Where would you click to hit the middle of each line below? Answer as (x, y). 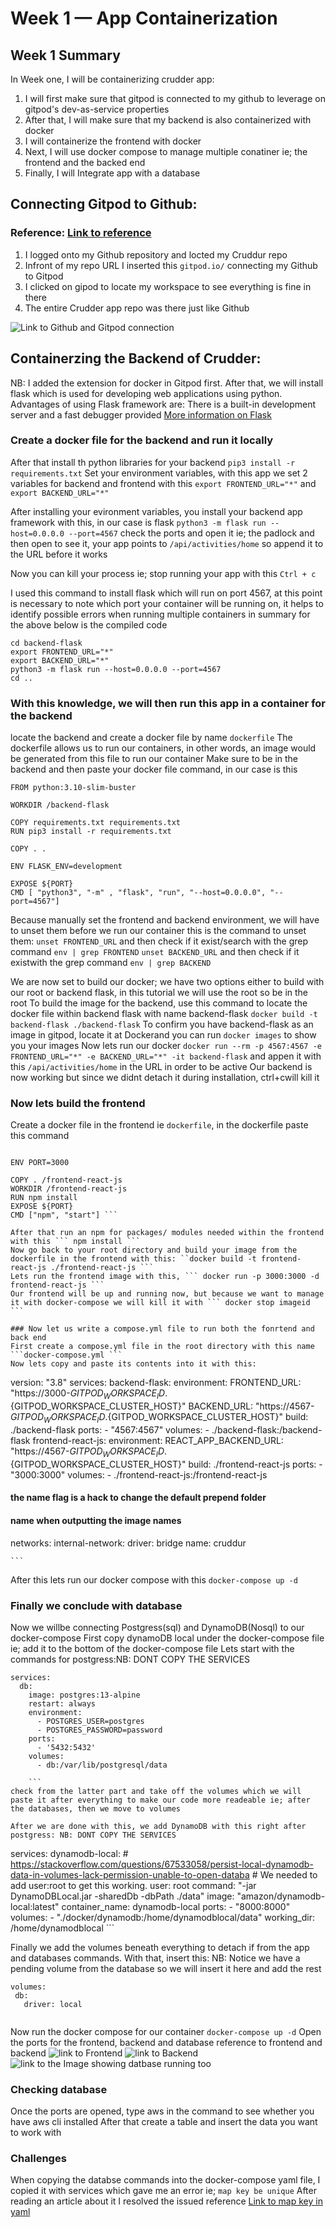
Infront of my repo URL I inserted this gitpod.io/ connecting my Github (171, 265)
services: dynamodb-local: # (69, 1853)
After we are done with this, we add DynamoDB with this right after (158, 1826)
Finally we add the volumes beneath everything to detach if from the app (160, 1947)
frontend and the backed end (85, 162)
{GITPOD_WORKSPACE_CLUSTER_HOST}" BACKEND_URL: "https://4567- (162, 1406)
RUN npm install (44, 1198)
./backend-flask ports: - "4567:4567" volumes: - (110, 1429)
